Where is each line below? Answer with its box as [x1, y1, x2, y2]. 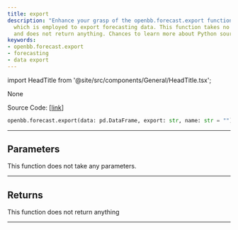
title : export [7, 10, 50, 18]
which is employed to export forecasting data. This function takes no [13, 23, 230, 30]
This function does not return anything [7, 208, 120, 217]
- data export [7, 57, 50, 64]
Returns [7, 189, 44, 201]
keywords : [7, 37, 37, 44]
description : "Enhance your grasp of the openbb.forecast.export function [7, 17, 233, 24]
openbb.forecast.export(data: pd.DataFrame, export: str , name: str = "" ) [7, 117, 233, 124]
